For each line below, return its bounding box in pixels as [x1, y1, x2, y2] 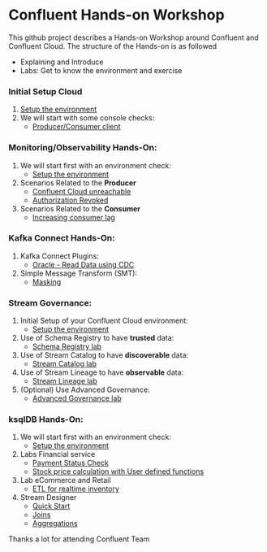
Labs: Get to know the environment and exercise [19, 65, 183, 75]
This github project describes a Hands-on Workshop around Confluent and [8, 33, 260, 42]
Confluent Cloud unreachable [32, 186, 131, 196]
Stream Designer [19, 493, 77, 502]
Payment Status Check [32, 458, 110, 468]
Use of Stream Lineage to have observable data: [19, 367, 184, 377]
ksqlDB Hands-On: [8, 414, 84, 425]
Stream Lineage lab [32, 376, 97, 386]
